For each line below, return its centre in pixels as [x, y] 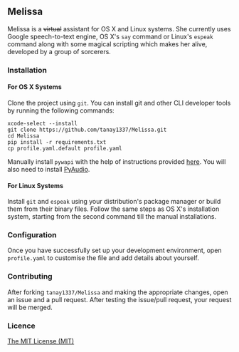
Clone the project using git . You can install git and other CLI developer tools [119, 103]
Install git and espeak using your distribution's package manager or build [114, 202]
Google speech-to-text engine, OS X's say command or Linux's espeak [110, 36]
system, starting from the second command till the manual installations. [112, 217]
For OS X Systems [34, 87]
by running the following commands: [61, 110]
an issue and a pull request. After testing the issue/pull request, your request [119, 299]
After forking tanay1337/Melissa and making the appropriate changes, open [118, 292]
